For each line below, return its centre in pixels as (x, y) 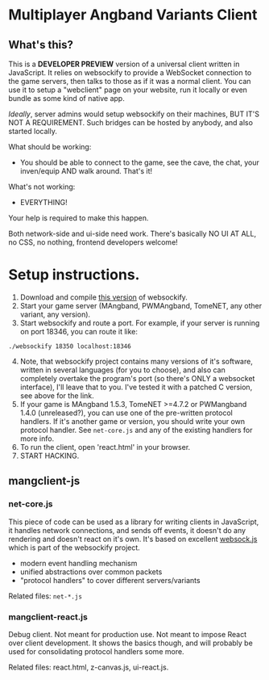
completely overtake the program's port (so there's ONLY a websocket (137, 378)
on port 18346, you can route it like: (79, 331)
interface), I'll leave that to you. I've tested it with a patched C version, (136, 387)
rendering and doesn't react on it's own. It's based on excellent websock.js (133, 539)
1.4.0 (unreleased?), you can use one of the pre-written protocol (126, 413)
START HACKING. (50, 455)
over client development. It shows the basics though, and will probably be (131, 643)
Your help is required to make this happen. (79, 218)
